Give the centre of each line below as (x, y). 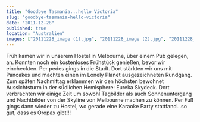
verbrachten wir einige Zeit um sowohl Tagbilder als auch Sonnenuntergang (99, 94)
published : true (26, 28)
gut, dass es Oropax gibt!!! (39, 113)
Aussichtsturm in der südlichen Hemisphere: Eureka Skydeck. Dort (88, 87)
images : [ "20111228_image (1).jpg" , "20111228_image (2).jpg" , (86, 39)
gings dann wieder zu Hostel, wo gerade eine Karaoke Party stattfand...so (97, 106)
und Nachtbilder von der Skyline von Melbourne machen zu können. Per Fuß (100, 100)
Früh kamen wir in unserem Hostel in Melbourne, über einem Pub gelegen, (97, 56)
